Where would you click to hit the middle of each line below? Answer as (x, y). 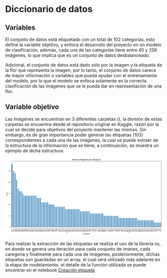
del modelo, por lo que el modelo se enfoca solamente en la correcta (76, 81)
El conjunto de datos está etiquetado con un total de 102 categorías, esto (80, 39)
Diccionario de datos (49, 9)
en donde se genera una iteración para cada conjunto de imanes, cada (78, 249)
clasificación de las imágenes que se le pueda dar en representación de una (83, 86)
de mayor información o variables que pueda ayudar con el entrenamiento (81, 75)
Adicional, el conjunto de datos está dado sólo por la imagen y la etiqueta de (84, 65)
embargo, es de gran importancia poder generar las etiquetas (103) (74, 135)
